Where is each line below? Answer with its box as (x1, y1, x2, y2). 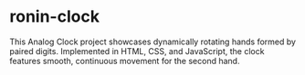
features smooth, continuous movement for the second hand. (9, 55, 240, 66)
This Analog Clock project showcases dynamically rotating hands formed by (9, 36, 297, 47)
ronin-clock (9, 6, 100, 27)
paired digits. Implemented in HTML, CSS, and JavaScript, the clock (9, 45, 265, 56)
